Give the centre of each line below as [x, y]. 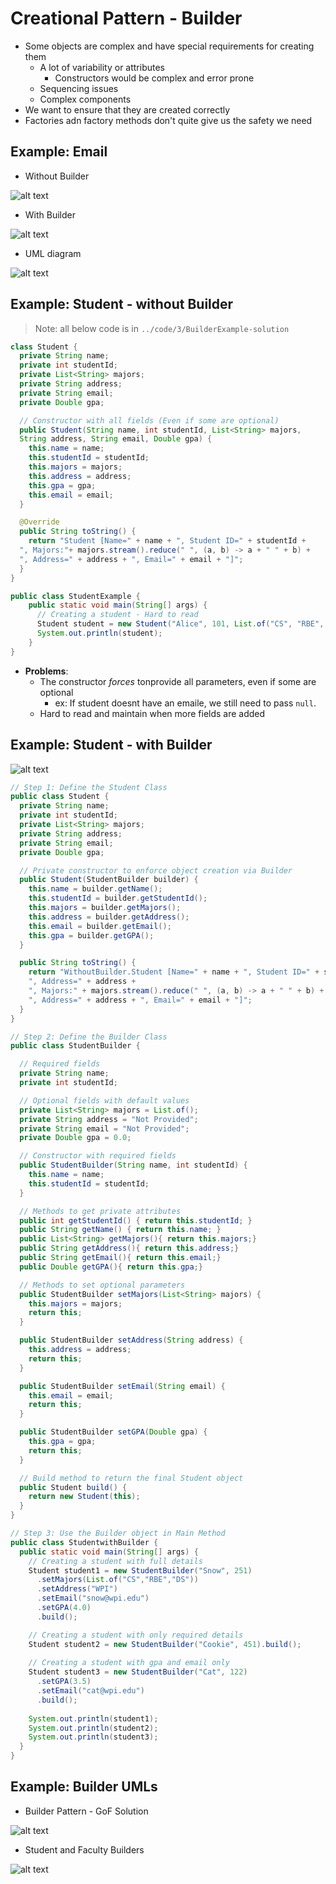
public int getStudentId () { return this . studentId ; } [136, 1220]
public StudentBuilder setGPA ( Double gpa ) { [113, 1432]
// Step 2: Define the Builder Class [89, 1037]
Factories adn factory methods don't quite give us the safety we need [168, 120]
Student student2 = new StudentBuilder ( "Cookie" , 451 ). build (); [165, 1644]
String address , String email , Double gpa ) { [116, 439]
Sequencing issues [79, 88]
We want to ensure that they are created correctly [127, 109]
